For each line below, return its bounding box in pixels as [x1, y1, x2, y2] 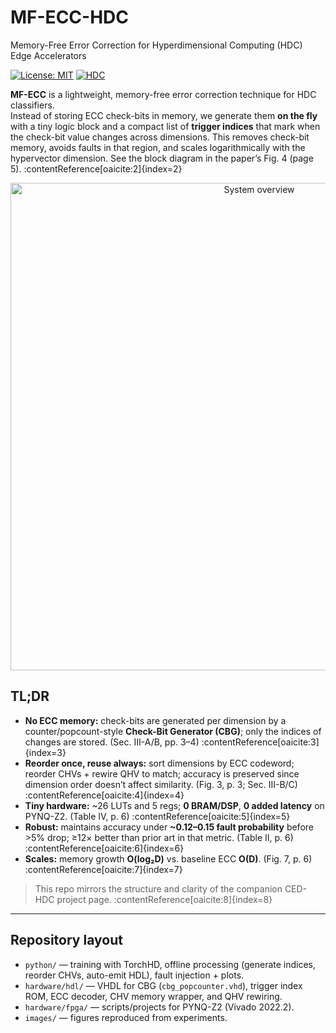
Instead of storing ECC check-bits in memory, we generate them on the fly [10, 109, 318, 121]
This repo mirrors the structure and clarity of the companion [34, 882, 283, 895]
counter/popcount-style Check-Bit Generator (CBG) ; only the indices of [24, 725, 322, 737]
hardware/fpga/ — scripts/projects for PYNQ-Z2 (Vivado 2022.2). [24, 1001, 295, 1013]
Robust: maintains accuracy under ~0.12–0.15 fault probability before [24, 821, 314, 833]
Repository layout [10, 932, 123, 949]
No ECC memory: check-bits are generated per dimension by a [24, 714, 287, 726]
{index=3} [24, 746, 67, 758]
